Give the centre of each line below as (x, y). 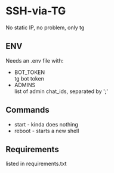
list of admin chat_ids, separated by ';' (61, 91)
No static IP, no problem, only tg (45, 27)
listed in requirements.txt (36, 164)
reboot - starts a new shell (47, 131)
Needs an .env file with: (35, 60)
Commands (28, 110)
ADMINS (25, 85)
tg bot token (29, 78)
